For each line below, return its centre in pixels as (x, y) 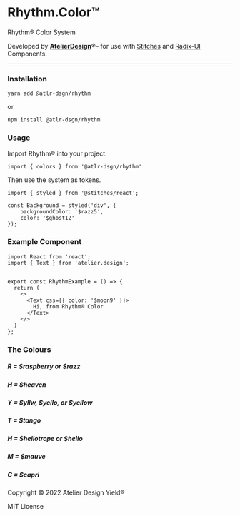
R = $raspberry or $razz (44, 366)
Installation (27, 79)
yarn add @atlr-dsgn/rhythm (49, 93)
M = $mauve (27, 457)
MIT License (26, 506)
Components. (27, 54)
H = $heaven (27, 384)
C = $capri (24, 475)
